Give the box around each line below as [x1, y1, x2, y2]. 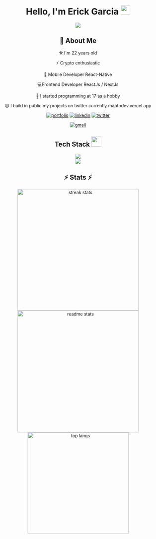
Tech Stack [54, 140, 90, 149]
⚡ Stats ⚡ [64, 173, 92, 182]
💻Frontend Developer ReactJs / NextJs [37, 81, 119, 87]
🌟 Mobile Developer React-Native [44, 71, 112, 77]
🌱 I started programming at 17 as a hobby [36, 93, 120, 99]
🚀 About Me [59, 36, 97, 45]
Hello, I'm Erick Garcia [26, 6, 119, 17]
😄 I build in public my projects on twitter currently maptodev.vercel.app [4, 102, 152, 108]
